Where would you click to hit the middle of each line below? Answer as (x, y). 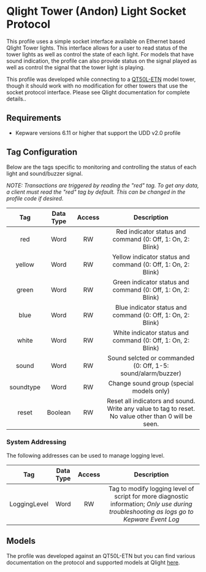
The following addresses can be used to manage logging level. (86, 456)
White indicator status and (151, 332)
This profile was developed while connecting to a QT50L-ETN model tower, (101, 79)
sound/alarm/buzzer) (151, 373)
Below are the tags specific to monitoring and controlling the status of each (101, 167)
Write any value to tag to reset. (151, 408)
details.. (16, 99)
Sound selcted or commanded (151, 358)
